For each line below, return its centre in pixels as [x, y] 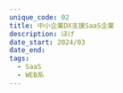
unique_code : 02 [39, 17]
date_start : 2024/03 [48, 42]
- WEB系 [31, 75]
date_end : [28, 50]
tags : [19, 58]
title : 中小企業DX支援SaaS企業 [62, 26]
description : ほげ [42, 34]
